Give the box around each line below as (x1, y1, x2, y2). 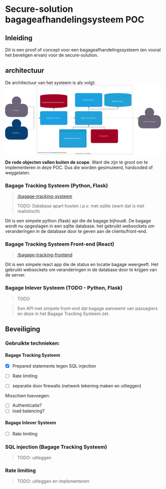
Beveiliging (5, 325, 41, 333)
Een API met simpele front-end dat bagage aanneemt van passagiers (17, 305, 158, 311)
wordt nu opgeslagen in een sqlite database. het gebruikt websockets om (5, 223, 155, 229)
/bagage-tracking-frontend (17, 252, 73, 258)
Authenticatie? (12, 402, 42, 408)
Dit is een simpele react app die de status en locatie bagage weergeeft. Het (5, 262, 159, 268)
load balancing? (12, 408, 45, 414)
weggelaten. (5, 169, 31, 175)
